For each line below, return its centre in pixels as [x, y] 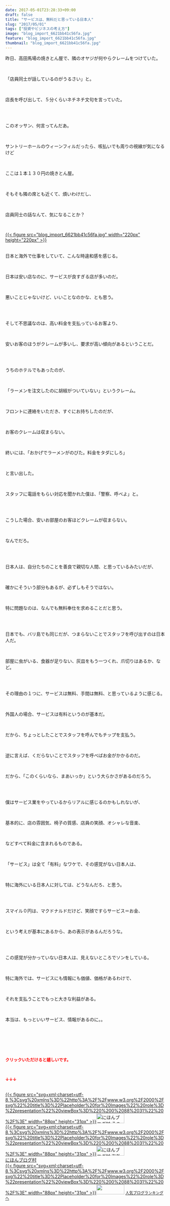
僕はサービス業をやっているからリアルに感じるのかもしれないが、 [74, 802]
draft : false [19, 15]
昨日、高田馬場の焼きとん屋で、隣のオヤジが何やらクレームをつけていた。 [83, 58]
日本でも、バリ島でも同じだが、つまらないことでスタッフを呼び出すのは [81, 634]
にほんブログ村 [21, 1160]
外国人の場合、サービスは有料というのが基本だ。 [56, 714]
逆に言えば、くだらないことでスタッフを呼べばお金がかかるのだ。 [74, 755]
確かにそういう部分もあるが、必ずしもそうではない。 [61, 587]
